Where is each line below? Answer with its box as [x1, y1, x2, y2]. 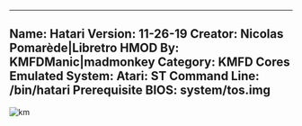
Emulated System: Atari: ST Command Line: [9, 68, 260, 84]
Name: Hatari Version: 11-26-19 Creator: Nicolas [9, 26, 284, 41]
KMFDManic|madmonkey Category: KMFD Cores [9, 55, 290, 70]
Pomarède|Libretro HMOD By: [9, 40, 180, 56]
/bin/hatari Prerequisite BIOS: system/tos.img [9, 83, 271, 98]
